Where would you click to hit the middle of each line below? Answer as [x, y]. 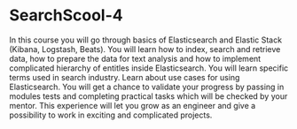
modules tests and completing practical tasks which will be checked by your [148, 96]
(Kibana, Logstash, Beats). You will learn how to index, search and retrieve [145, 49]
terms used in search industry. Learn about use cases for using [125, 77]
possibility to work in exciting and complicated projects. [111, 115]
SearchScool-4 [66, 15]
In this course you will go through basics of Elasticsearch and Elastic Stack [145, 40]
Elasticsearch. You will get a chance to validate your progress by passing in [147, 87]
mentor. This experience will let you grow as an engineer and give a [133, 105]
